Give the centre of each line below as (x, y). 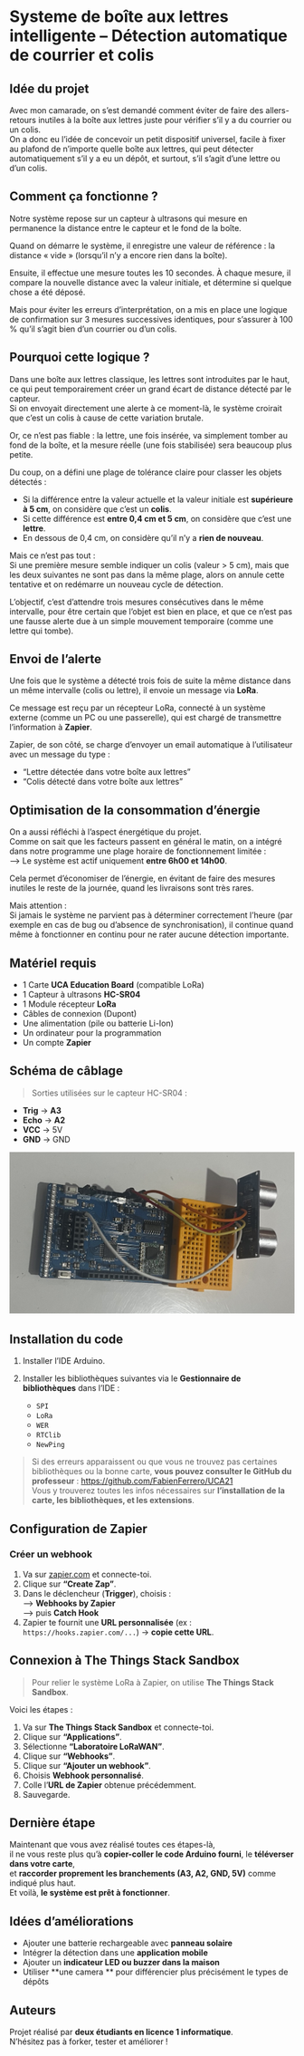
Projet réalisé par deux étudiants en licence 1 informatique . (121, 2032)
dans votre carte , (42, 1864)
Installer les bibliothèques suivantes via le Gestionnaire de (132, 1378)
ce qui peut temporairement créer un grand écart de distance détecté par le (151, 389)
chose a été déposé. (47, 292)
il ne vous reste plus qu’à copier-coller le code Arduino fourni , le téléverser (152, 1854)
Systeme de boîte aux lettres (119, 17)
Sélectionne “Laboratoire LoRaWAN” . (93, 1746)
